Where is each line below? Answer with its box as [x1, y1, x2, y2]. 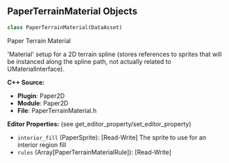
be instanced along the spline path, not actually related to [7, 57, 171, 65]
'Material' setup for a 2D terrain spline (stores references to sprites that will [7, 50, 222, 58]
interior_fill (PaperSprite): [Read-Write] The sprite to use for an [17, 133, 207, 141]
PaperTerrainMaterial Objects [7, 6, 137, 17]
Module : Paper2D [17, 98, 69, 107]
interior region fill [17, 140, 67, 148]
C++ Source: [7, 78, 45, 86]
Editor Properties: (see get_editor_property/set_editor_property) [7, 119, 192, 128]
